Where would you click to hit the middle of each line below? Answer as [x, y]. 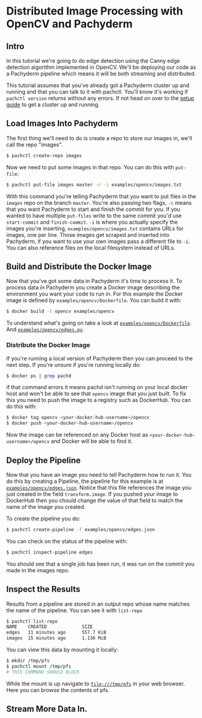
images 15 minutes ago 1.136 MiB [56, 638]
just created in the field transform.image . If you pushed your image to [92, 494]
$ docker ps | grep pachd [39, 376]
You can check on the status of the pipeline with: [67, 541]
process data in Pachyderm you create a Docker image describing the [93, 288]
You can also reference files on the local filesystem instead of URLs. [91, 247]
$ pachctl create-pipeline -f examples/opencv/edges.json [80, 529]
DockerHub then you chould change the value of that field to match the [95, 500]
